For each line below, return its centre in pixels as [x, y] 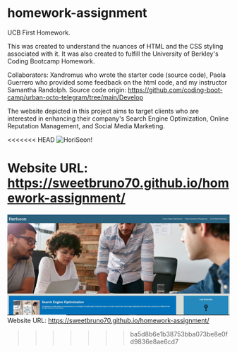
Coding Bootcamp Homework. [51, 61]
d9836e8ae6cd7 [154, 342]
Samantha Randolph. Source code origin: [67, 90]
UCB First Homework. [39, 32]
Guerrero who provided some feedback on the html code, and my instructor [117, 82]
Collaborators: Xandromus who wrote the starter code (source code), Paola [117, 75]
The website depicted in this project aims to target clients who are [103, 111]
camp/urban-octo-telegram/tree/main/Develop [75, 97]
